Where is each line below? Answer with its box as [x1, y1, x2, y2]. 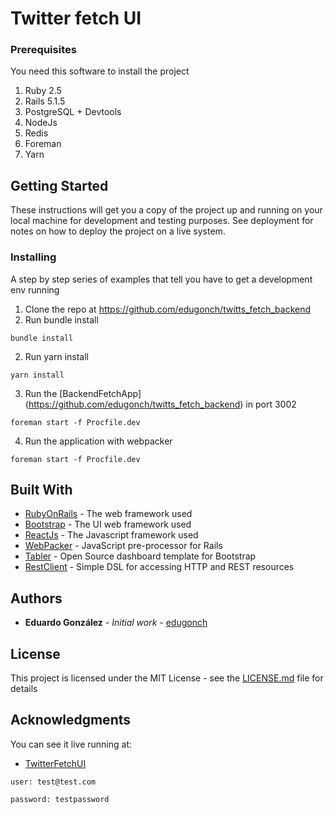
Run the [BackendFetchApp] [24, 387, 142, 399]
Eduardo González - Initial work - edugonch [24, 617, 208, 629]
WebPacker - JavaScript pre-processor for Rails [24, 540, 223, 552]
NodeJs [24, 117, 58, 129]
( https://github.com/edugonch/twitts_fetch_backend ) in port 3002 [24, 398, 297, 410]
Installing [10, 250, 57, 264]
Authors [10, 590, 63, 607]
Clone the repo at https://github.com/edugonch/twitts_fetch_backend [24, 303, 312, 315]
